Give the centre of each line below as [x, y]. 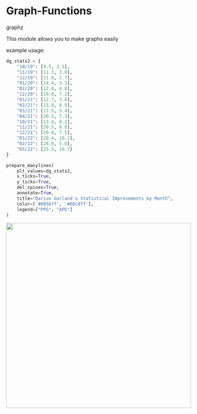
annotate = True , [35, 193]
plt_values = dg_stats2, [45, 171]
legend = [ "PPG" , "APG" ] [45, 209]
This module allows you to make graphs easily [62, 38]
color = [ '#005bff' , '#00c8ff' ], [55, 204]
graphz [15, 27]
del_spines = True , [38, 188]
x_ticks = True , [34, 176]
